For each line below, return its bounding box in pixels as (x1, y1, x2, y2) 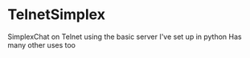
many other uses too (7, 40, 76, 49)
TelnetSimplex (7, 6, 106, 24)
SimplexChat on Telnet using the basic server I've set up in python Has (7, 32, 242, 41)
